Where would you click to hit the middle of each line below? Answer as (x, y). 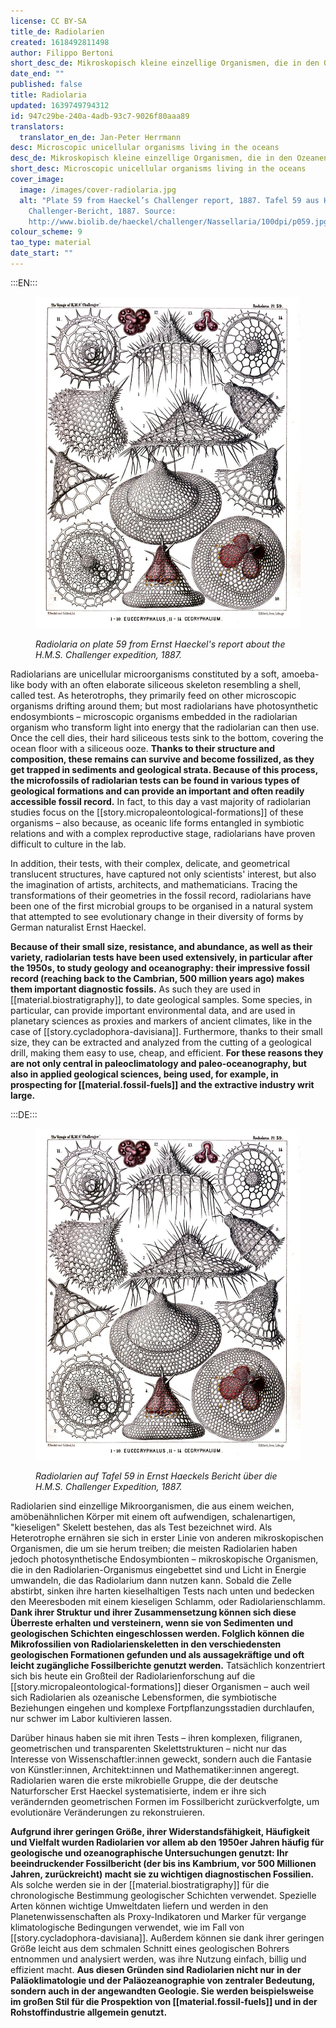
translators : (37, 126)
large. (23, 1095)
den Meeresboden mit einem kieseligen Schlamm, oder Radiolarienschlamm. (168, 1602)
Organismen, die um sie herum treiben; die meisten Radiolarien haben (154, 1549)
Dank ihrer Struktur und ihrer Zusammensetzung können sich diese (153, 1612)
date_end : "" (37, 74)
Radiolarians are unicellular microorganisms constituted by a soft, (145, 674)
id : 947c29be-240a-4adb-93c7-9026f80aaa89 (100, 116)
